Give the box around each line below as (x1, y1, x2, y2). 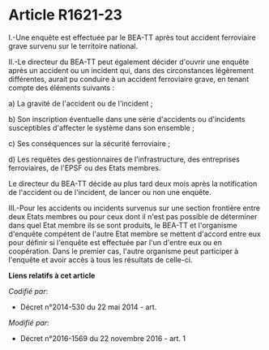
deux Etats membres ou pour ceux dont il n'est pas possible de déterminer (8, 211, 258, 221)
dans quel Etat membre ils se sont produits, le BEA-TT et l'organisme (8, 220, 237, 230)
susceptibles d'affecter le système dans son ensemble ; (8, 123, 194, 132)
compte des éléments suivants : (8, 83, 115, 93)
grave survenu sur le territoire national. (8, 41, 139, 50)
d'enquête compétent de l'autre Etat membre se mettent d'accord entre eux (8, 229, 261, 239)
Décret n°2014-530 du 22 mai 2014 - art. (19, 302, 157, 312)
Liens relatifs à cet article (8, 270, 96, 280)
